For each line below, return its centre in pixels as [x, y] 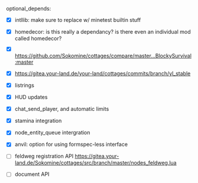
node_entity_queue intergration [52, 133]
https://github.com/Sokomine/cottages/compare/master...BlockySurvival [103, 55]
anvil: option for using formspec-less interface [71, 145]
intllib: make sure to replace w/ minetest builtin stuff [78, 20]
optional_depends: [29, 9]
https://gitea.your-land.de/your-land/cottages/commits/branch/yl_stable [103, 73]
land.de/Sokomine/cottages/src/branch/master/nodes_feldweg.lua [95, 163]
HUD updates [31, 97]
